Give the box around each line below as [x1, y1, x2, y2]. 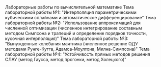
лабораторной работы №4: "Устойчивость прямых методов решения [5, 51, 151, 57]
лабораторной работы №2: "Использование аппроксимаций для [5, 20, 141, 26]
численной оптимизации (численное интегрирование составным [5, 25, 142, 31]
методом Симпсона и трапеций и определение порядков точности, [5, 31, 147, 36]
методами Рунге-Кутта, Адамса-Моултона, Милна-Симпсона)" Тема [5, 46, 150, 52]
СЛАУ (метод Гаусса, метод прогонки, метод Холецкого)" [5, 57, 127, 62]
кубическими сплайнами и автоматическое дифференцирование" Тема [5, 15, 156, 20]
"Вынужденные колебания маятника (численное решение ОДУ [5, 41, 138, 46]
